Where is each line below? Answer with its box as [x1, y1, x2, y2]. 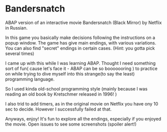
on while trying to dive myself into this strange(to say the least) [5, 70, 135, 76]
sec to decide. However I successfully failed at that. [5, 106, 112, 112]
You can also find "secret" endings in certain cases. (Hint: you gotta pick [5, 45, 155, 51]
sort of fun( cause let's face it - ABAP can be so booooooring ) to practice [5, 65, 157, 71]
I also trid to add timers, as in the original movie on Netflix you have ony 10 [5, 100, 158, 106]
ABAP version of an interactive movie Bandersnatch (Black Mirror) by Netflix [5, 19, 162, 25]
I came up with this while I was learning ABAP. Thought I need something [5, 60, 156, 66]
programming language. [5, 76, 55, 82]
